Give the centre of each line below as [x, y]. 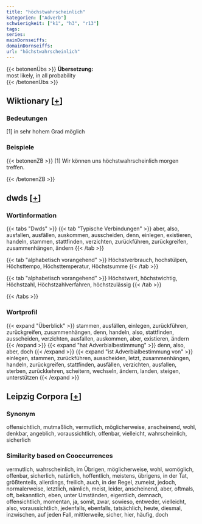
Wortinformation [31, 216]
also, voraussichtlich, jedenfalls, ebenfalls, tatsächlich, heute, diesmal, [94, 508]
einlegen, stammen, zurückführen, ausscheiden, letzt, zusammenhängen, [98, 358]
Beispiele [20, 147]
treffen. [16, 167]
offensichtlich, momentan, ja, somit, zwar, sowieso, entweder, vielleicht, [96, 501]
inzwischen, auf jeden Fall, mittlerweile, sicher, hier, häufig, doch [87, 514]
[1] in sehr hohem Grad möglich [46, 132]
